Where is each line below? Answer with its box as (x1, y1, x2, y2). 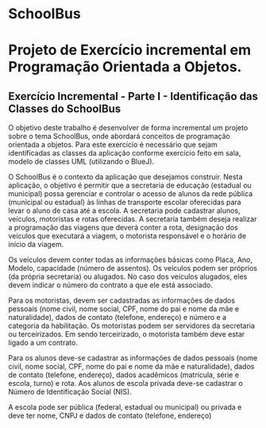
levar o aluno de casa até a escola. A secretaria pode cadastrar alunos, (8, 206, 241, 215)
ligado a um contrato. (8, 338, 78, 348)
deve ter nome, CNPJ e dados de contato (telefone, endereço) (8, 411, 212, 421)
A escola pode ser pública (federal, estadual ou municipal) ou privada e (8, 403, 242, 412)
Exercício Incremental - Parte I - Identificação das (8, 89, 259, 103)
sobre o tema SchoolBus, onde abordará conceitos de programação (8, 132, 230, 141)
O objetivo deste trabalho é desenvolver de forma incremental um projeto (8, 123, 249, 133)
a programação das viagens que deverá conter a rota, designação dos (8, 223, 238, 233)
